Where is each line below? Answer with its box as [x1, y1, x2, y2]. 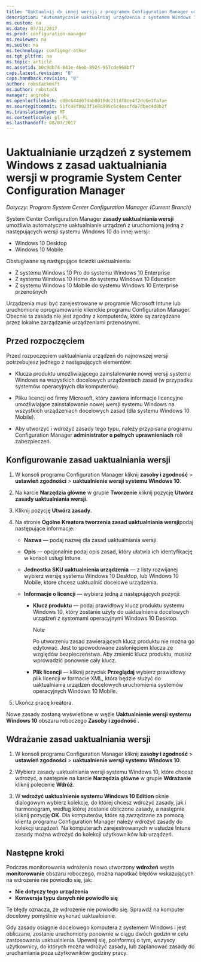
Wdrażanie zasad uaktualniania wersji [6, 734, 151, 745]
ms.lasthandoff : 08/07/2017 [6, 120, 77, 126]
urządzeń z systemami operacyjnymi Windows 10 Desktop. [32, 614, 178, 622]
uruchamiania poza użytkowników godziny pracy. [6, 949, 128, 957]
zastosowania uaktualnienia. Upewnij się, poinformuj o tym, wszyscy [6, 937, 175, 944]
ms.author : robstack [6, 87, 58, 93]
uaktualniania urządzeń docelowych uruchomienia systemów [32, 681, 184, 688]
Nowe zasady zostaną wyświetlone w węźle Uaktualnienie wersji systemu [6, 710, 191, 718]
